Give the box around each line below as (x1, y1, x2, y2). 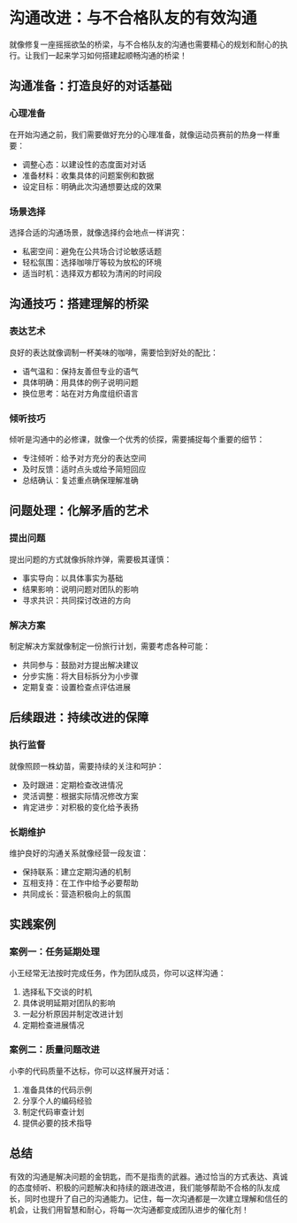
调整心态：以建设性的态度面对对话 (21, 158, 147, 169)
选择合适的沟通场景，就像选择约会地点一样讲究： (9, 227, 187, 237)
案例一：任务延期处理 (9, 946, 100, 958)
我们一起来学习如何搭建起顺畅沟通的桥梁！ (32, 50, 187, 60)
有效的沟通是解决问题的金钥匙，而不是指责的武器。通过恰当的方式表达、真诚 (9, 1171, 288, 1181)
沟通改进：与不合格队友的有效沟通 (9, 8, 258, 28)
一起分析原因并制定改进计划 (21, 1008, 124, 1019)
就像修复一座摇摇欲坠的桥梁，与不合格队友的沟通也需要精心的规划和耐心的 (9, 39, 280, 50)
